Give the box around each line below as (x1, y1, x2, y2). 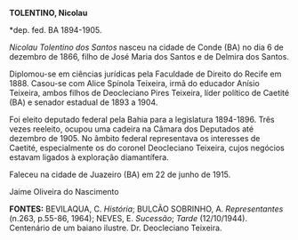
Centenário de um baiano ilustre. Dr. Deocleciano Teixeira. (9, 222, 222, 233)
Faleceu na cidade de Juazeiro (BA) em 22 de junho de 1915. (9, 169, 231, 180)
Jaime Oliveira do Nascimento (9, 187, 119, 196)
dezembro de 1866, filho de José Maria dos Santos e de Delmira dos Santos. (9, 52, 289, 61)
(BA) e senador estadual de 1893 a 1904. (9, 97, 158, 108)
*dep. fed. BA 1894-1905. (9, 25, 102, 35)
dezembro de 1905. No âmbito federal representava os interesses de (9, 133, 261, 143)
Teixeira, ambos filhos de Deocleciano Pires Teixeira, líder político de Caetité (9, 88, 290, 98)
